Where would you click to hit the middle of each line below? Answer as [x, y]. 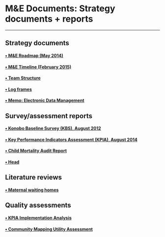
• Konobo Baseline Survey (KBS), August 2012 [53, 129]
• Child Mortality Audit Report [36, 151]
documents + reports [49, 19]
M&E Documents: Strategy [60, 9]
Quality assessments [38, 205]
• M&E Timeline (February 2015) [38, 67]
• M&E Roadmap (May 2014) [34, 55]
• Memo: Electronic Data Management [45, 101]
